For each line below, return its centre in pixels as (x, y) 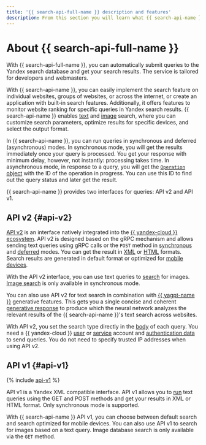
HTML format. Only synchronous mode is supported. (73, 405)
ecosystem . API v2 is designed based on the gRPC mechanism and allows (100, 239)
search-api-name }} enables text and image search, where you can (91, 116)
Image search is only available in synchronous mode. (73, 283)
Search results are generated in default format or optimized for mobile (95, 259)
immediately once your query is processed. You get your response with (97, 154)
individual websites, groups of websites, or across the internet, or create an (102, 96)
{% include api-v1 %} (33, 380)
